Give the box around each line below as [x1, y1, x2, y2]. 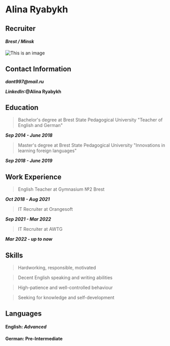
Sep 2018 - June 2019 [5, 158, 53, 164]
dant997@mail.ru [5, 78, 45, 84]
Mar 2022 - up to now [5, 236, 53, 242]
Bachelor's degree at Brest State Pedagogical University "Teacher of [17, 117, 163, 123]
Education [5, 103, 39, 112]
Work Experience [5, 172, 62, 181]
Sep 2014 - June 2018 [5, 132, 53, 138]
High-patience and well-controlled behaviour [17, 284, 113, 291]
